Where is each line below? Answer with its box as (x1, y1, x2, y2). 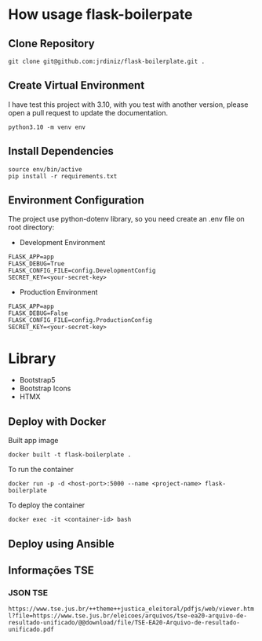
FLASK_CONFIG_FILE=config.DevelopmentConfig (8, 267, 156, 275)
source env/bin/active (8, 165, 82, 174)
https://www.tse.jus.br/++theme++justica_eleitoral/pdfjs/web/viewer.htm (8, 605, 255, 614)
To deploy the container (8, 500, 86, 510)
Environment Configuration (8, 194, 144, 207)
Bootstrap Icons (19, 383, 71, 394)
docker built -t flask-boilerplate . (8, 451, 132, 459)
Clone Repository (8, 37, 96, 50)
